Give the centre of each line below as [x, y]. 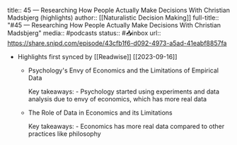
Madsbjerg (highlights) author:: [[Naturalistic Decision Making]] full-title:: [113, 18]
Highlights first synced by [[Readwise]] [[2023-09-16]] [97, 57]
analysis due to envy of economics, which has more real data [117, 99]
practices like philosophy [64, 134]
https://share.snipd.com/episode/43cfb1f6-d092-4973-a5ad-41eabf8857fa [117, 43]
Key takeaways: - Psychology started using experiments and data [124, 92]
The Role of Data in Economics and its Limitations [100, 113]
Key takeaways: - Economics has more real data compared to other [126, 126]
